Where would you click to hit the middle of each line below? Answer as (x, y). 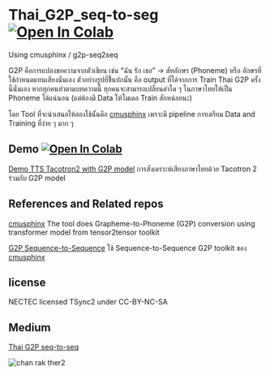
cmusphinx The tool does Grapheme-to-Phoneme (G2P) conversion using (132, 223)
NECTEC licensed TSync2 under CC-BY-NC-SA (88, 302)
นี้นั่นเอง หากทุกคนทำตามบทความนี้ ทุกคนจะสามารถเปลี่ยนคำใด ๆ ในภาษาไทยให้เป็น (120, 88)
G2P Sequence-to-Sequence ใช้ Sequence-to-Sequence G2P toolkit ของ (128, 248)
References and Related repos (86, 204)
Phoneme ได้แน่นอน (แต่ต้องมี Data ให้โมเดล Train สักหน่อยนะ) (101, 97)
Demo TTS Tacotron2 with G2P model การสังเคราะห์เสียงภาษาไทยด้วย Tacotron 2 (133, 169)
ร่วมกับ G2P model (37, 178)
